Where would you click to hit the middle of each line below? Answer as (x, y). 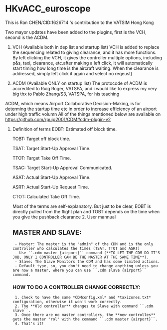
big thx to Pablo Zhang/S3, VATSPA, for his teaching (66, 94)
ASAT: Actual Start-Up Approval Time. (51, 177)
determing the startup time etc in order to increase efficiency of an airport (81, 109)
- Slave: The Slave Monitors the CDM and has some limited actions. (87, 261)
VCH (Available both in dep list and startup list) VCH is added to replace (86, 47)
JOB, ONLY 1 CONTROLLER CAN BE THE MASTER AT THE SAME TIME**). (81, 257)
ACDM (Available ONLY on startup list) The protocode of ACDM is (80, 83)
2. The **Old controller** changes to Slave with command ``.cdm (84, 306)
